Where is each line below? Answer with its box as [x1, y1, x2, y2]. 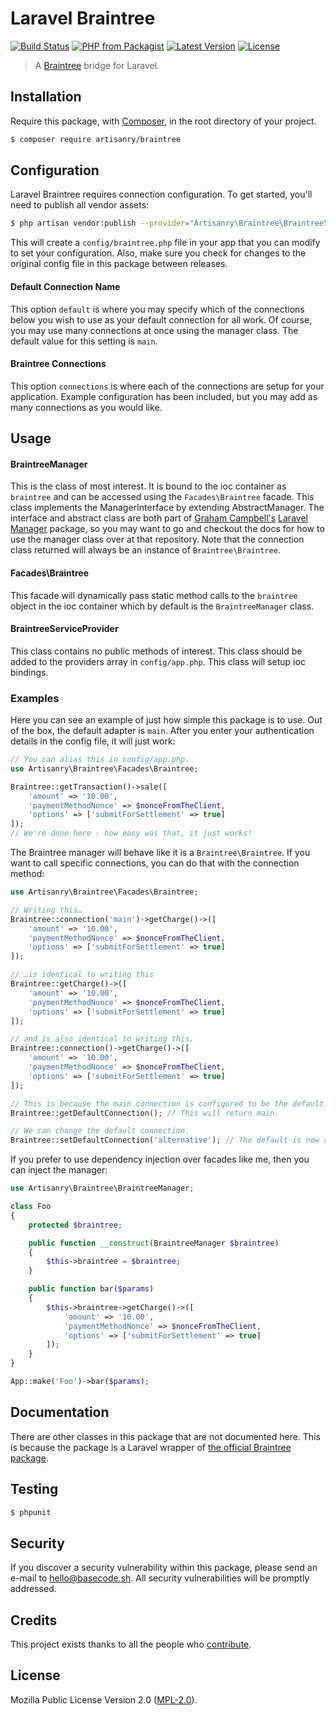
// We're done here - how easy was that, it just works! [10, 828, 253, 839]
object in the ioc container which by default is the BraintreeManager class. [10, 600, 315, 612]
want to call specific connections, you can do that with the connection [10, 857, 300, 869]
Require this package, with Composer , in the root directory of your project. [10, 115, 317, 127]
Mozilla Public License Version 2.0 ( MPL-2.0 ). [10, 1693, 198, 1706]
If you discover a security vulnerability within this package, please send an [10, 1562, 318, 1574]
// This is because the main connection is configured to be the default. [10, 1098, 329, 1109]
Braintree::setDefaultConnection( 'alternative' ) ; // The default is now [10, 1135, 320, 1146]
